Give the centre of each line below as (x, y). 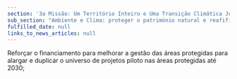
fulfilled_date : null (39, 27)
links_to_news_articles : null (52, 33)
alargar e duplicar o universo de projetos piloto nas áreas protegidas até (112, 61)
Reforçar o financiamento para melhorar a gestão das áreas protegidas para (117, 53)
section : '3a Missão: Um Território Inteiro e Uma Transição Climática (115, 14)
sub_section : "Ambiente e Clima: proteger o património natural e (107, 20)
